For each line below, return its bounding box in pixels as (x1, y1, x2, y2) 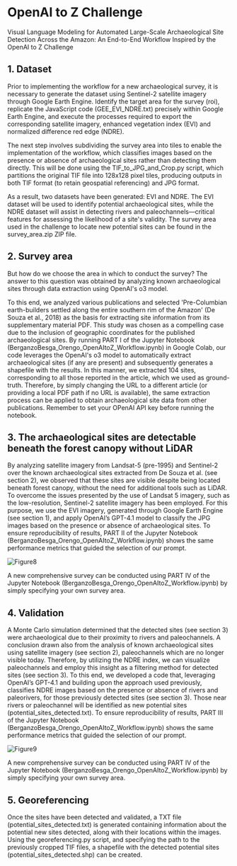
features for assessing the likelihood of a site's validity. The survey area (7, 215, 216, 223)
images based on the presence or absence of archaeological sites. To (7, 521, 211, 530)
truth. (7, 380, 23, 389)
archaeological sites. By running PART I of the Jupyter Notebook (7, 336, 195, 344)
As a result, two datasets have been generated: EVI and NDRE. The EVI (7, 192, 214, 200)
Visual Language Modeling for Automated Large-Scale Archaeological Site (7, 28, 224, 36)
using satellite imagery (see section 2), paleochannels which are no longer (7, 649, 224, 657)
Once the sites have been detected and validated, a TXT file (7, 813, 182, 821)
